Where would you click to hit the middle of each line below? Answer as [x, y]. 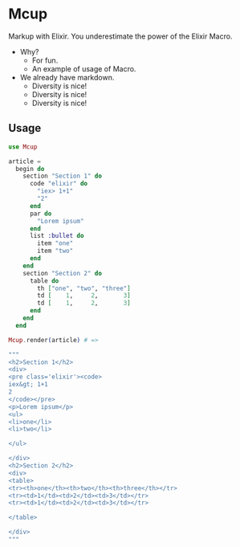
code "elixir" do [59, 184]
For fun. [45, 60]
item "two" [55, 251]
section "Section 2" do [63, 273]
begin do [30, 169]
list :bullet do [57, 236]
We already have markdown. [67, 77]
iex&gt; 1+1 [28, 385]
